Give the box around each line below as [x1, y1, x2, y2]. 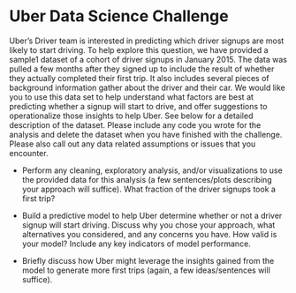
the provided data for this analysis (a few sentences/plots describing [21, 174, 272, 184]
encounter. [9, 147, 49, 158]
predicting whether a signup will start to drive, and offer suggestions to [9, 101, 268, 111]
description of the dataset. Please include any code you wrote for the [9, 119, 262, 130]
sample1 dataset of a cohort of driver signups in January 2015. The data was [9, 54, 287, 64]
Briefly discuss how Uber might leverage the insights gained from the [21, 255, 275, 266]
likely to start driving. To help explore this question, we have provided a [9, 44, 269, 55]
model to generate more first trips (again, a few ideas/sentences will [21, 265, 271, 275]
